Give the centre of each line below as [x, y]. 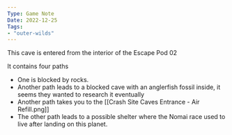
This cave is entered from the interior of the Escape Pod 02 [92, 53]
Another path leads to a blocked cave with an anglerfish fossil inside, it [119, 87]
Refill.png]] [33, 109]
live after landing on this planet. [62, 124]
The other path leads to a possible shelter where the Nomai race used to [121, 117]
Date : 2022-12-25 [32, 20]
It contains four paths [38, 66]
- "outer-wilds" [31, 33]
